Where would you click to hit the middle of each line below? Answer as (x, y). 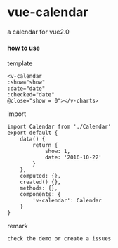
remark (18, 226)
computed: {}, (40, 176)
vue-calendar (48, 12)
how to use (24, 48)
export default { (33, 133)
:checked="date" (31, 95)
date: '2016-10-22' (73, 158)
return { (45, 145)
